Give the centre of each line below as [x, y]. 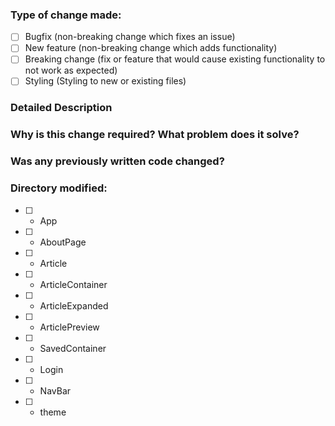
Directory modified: [59, 188]
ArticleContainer [73, 284]
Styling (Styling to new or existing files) [105, 81]
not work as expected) [71, 70]
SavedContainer [73, 348]
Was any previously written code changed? [117, 161]
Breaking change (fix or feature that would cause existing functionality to [175, 59]
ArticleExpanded [74, 305]
